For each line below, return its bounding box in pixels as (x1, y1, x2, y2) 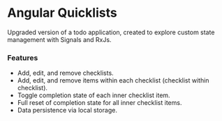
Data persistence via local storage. (17, 106, 117, 115)
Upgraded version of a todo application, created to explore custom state (7, 28, 215, 36)
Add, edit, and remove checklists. (17, 69, 114, 78)
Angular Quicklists (7, 5, 117, 21)
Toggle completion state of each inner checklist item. (17, 91, 170, 99)
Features (7, 52, 38, 62)
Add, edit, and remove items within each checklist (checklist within (17, 76, 209, 85)
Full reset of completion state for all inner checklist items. (17, 99, 182, 107)
